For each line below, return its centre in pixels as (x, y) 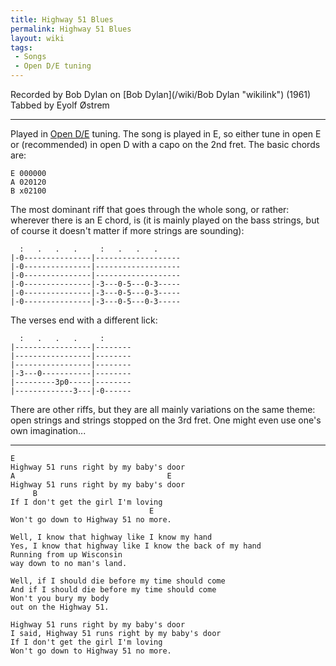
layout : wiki (37, 38)
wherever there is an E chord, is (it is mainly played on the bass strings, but (165, 220)
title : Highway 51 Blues (62, 19)
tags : (21, 47)
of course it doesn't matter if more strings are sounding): (127, 230)
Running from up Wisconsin (66, 555)
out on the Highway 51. (60, 607)
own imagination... (48, 430)
